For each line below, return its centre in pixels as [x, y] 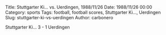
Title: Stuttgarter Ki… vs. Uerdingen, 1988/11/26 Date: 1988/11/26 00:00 [79, 7]
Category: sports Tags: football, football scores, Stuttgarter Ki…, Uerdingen [83, 12]
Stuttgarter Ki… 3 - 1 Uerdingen [38, 27]
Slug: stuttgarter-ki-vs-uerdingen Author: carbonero [59, 17]
